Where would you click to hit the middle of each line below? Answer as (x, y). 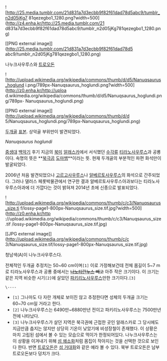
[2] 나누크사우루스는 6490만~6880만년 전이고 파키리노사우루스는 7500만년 (87, 310)
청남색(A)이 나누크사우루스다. (34, 255)
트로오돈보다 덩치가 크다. (36, 353)
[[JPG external (20, 234)
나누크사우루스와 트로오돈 (30, 64)
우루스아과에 (17, 187)
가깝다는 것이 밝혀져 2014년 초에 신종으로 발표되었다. (87, 187)
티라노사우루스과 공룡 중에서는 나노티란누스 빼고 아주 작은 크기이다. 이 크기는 (85, 271)
